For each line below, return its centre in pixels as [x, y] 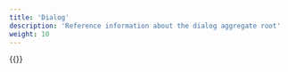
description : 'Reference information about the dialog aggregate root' [145, 26]
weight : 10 [29, 34]
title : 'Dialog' [39, 17]
